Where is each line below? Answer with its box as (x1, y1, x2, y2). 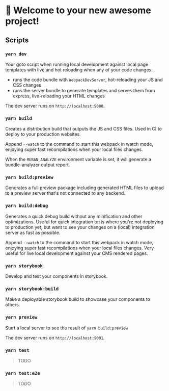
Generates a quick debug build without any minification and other (5, 213, 143, 219)
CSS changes (12, 82, 42, 88)
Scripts (5, 36, 29, 44)
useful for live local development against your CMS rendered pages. (5, 250, 149, 256)
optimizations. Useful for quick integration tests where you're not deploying (5, 219, 164, 225)
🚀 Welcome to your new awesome (5, 5, 151, 16)
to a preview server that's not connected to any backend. (5, 190, 126, 196)
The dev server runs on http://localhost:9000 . (5, 102, 105, 109)
